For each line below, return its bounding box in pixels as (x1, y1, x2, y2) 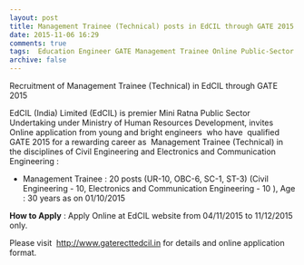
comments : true (9, 38, 67, 48)
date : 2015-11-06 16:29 (9, 30, 100, 39)
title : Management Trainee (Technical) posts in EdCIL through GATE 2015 (9, 22, 295, 31)
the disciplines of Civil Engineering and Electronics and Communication (9, 146, 277, 157)
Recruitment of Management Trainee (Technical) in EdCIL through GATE (9, 81, 279, 91)
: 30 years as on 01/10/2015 (22, 192, 125, 203)
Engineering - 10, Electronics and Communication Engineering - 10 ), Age (22, 183, 296, 193)
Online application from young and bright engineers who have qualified (9, 127, 279, 137)
